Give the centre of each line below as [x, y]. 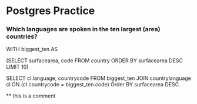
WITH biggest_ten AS [32, 49]
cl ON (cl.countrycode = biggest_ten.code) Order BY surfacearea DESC [93, 85]
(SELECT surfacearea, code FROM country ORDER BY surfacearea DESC [95, 61]
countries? [22, 36]
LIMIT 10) [17, 67]
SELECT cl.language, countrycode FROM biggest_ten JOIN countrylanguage [98, 78]
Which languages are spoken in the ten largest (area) [83, 29]
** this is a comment [31, 96]
